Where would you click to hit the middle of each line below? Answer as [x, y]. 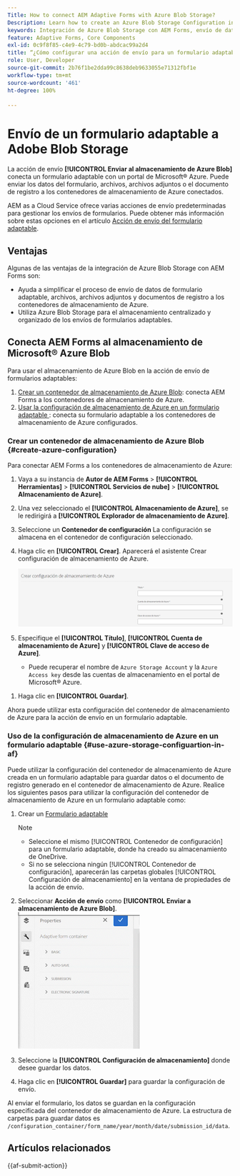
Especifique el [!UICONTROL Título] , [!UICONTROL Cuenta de [110, 638]
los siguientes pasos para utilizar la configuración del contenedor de [108, 792]
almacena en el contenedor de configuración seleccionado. [105, 537]
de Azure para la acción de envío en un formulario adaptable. [97, 718]
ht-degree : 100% [31, 90]
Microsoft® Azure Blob [59, 353]
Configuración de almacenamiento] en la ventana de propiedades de [129, 879]
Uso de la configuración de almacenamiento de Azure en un [113, 736]
